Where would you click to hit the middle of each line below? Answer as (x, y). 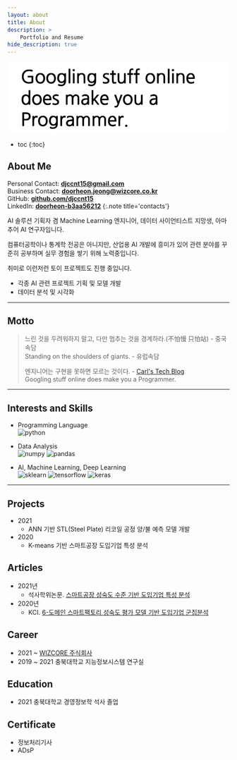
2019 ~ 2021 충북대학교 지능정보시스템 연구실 (81, 661)
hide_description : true (42, 45)
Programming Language (53, 425)
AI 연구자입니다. (42, 229)
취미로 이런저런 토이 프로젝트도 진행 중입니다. (69, 268)
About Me (29, 167)
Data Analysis (37, 446)
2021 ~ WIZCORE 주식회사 (55, 653)
